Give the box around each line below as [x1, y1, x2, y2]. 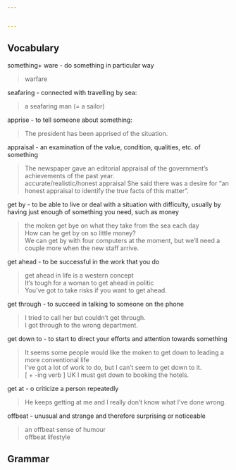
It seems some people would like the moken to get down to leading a [24, 348, 224, 357]
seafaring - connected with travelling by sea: [7, 88, 137, 97]
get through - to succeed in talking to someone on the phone [7, 299, 185, 308]
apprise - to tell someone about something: [7, 116, 132, 124]
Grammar [7, 452, 50, 465]
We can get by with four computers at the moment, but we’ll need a [24, 236, 221, 245]
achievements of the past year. [24, 171, 115, 180]
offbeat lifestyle [24, 433, 70, 441]
